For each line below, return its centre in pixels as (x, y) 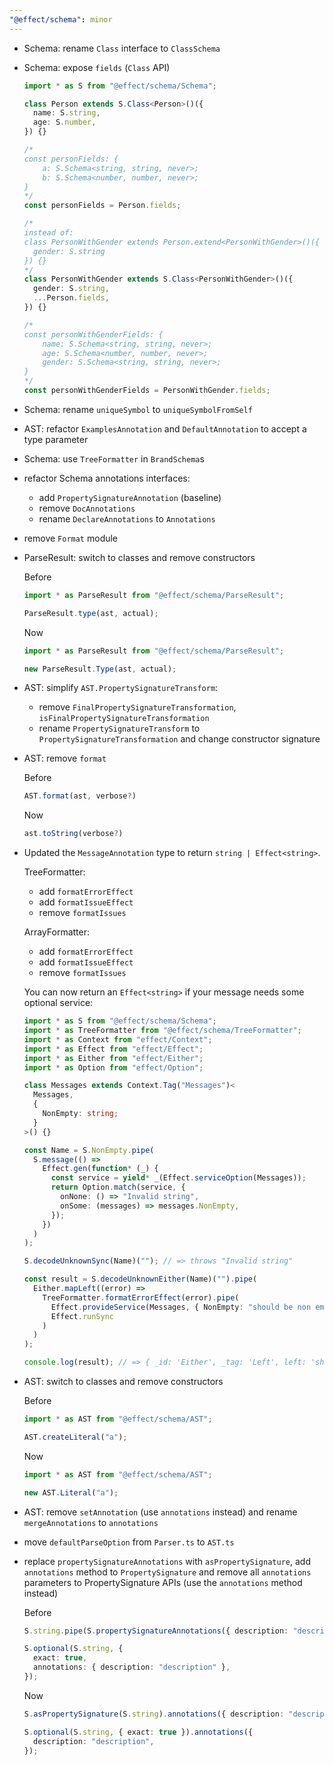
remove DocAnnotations (87, 508)
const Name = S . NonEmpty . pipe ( (89, 1150)
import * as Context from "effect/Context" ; (118, 1039)
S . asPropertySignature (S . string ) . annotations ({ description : (154, 1714)
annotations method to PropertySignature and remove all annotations (167, 1572)
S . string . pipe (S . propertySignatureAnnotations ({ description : (156, 1631)
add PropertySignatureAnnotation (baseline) (130, 497)
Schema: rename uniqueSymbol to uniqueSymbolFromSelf (138, 409)
